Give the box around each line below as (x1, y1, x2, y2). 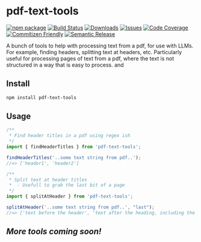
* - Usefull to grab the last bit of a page (8, 182, 125, 189)
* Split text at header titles (8, 177, 87, 183)
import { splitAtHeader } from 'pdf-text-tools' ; (6, 193, 134, 199)
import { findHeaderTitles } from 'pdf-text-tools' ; (6, 144, 141, 150)
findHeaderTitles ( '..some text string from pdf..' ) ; (6, 154, 141, 160)
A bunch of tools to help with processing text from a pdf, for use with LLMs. (6, 42, 194, 49)
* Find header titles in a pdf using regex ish (8, 133, 131, 139)
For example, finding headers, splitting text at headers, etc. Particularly (6, 48, 182, 55)
